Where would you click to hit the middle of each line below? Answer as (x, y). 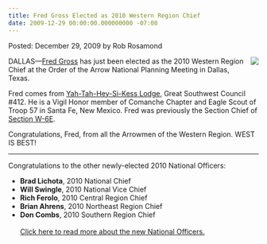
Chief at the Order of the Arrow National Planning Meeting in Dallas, (119, 69)
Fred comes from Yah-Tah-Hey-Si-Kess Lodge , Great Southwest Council (127, 93)
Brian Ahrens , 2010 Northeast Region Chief (91, 206)
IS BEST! (23, 142)
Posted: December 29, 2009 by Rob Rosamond (85, 45)
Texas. (19, 78)
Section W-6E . (32, 118)
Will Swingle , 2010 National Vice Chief (83, 189)
